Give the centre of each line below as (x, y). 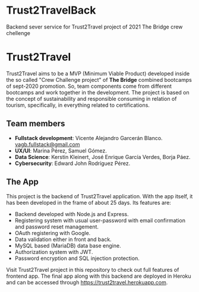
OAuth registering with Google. (53, 233)
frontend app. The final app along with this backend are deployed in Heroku (99, 276)
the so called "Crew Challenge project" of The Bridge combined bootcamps (99, 80)
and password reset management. (57, 227)
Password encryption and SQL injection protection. (77, 258)
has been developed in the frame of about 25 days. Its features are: (89, 202)
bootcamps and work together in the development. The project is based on (98, 92)
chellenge (18, 33)
